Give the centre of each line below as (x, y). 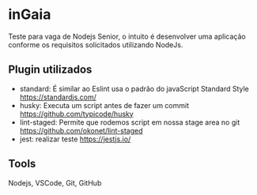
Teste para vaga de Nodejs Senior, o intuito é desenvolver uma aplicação (127, 36)
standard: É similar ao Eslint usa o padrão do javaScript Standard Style (134, 88)
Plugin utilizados (50, 70)
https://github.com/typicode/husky (77, 114)
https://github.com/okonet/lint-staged (81, 130)
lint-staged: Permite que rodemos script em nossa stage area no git (130, 122)
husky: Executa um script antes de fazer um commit (104, 105)
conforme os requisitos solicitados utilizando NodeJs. (96, 44)
